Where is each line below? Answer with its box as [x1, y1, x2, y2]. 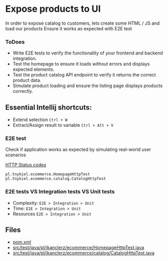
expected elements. [12, 66, 55, 72]
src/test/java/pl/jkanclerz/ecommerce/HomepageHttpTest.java [12, 245, 145, 251]
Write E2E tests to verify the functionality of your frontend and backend [12, 50, 163, 56]
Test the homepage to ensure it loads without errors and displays [12, 61, 150, 67]
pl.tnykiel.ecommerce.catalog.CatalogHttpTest [5, 176, 106, 182]
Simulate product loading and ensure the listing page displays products [12, 83, 163, 89]
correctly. [12, 88, 33, 94]
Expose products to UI [5, 3, 101, 15]
